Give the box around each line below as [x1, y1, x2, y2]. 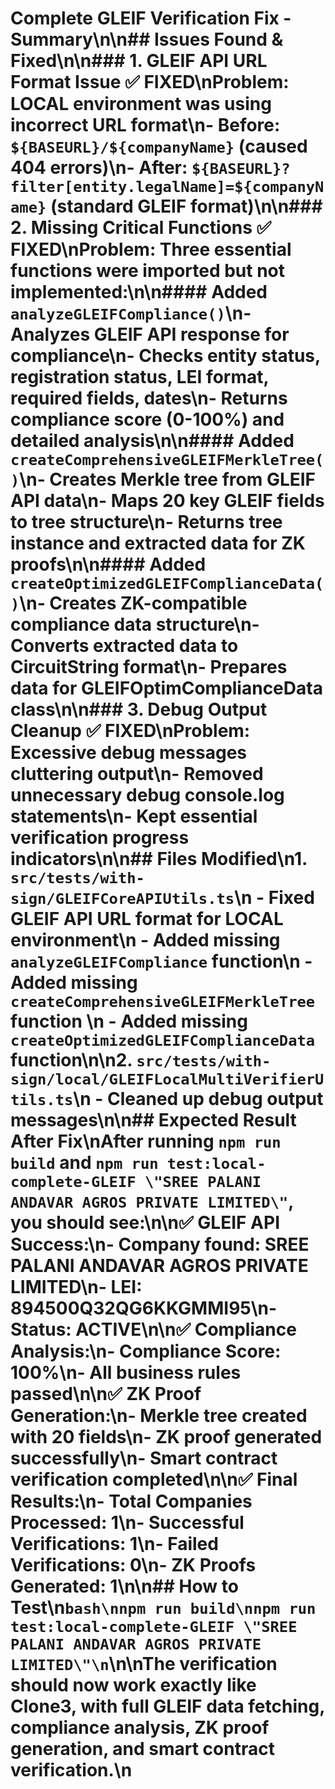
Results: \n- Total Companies [10, 1490, 253, 1513]
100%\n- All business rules [10, 1362, 242, 1384]
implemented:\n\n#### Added [10, 281, 268, 304]
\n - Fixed [234, 887, 315, 909]
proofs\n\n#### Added [10, 553, 207, 576]
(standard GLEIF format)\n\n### [49, 195, 323, 218]
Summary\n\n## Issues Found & [10, 28, 284, 51]
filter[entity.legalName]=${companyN [10, 178, 325, 197]
